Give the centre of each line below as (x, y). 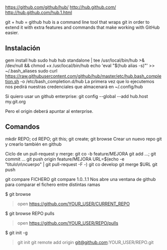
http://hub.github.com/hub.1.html (39, 12)
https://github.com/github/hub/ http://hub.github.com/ (61, 7)
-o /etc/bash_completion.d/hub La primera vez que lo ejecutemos (87, 81)
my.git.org (15, 101)
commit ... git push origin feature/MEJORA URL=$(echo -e (65, 159)
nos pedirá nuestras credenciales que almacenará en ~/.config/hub (74, 86)
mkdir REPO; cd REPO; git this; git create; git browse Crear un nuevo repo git (83, 139)
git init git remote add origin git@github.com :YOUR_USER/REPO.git (85, 242)
